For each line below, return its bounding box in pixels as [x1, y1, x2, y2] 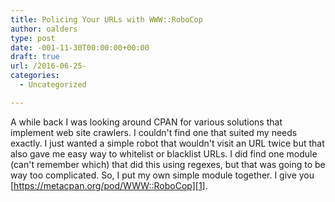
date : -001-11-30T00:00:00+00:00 [10, 42, 150, 53]
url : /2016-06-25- [10, 61, 87, 71]
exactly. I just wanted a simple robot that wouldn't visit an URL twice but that [10, 137, 325, 149]
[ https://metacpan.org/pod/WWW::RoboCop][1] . [10, 179, 208, 191]
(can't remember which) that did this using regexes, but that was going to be [10, 158, 326, 170]
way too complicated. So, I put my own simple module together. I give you [10, 169, 315, 181]
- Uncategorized [19, 80, 87, 90]
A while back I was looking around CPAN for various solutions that [10, 116, 283, 128]
